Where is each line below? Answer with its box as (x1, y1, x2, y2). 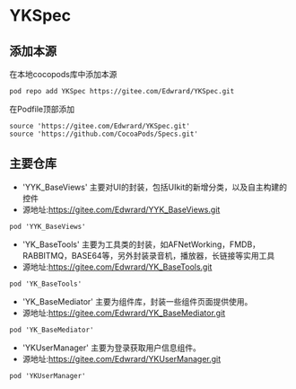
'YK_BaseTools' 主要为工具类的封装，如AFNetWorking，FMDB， (22, 239, 261, 250)
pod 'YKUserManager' (9, 371, 87, 380)
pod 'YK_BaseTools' (9, 279, 83, 288)
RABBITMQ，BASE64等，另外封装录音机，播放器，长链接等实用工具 (22, 250, 275, 261)
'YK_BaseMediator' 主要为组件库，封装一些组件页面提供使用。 (22, 296, 253, 306)
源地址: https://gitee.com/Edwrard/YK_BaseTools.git (22, 261, 213, 272)
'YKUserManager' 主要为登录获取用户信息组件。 (22, 342, 202, 353)
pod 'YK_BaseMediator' (9, 325, 94, 334)
